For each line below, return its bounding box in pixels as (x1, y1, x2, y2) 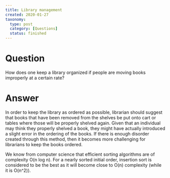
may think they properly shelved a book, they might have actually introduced (5, 125, 165, 131)
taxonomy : (5, 17, 26, 22)
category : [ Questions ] (10, 26, 58, 31)
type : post (10, 21, 33, 27)
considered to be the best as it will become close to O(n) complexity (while (5, 162, 162, 168)
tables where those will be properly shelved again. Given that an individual (5, 120, 161, 126)
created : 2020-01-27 (5, 12, 49, 17)
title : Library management (5, 7, 62, 13)
